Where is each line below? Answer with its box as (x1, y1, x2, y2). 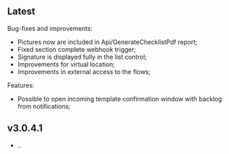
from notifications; (17, 101, 71, 111)
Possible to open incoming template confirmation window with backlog (17, 94, 223, 103)
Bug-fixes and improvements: (7, 24, 93, 32)
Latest (7, 6, 36, 17)
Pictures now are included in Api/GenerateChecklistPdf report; (17, 38, 198, 46)
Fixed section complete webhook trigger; (17, 45, 137, 53)
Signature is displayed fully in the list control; (17, 52, 147, 61)
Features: (7, 80, 35, 90)
